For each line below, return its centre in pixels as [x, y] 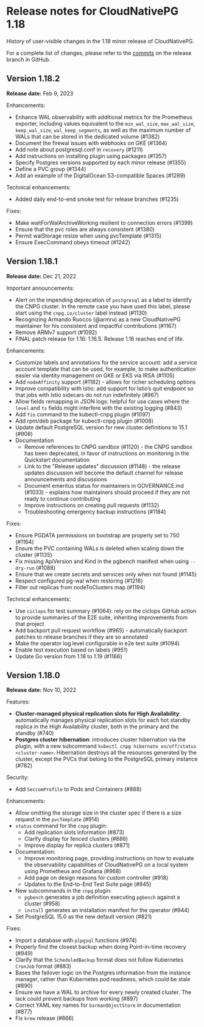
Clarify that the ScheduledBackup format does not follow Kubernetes [99, 960]
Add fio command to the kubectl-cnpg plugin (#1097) [83, 414]
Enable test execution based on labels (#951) [71, 650]
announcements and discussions [66, 479]
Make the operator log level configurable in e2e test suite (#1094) [97, 643]
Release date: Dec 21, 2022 [41, 276]
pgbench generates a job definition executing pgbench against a [102, 897]
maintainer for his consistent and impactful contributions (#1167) [96, 325]
